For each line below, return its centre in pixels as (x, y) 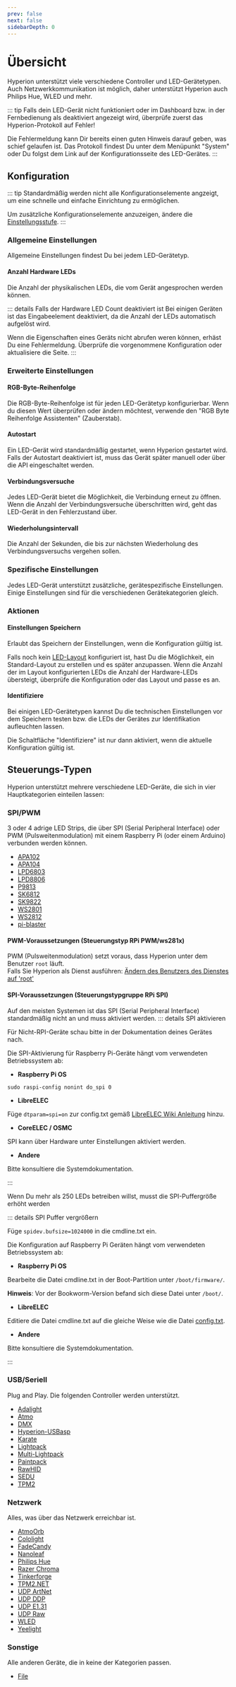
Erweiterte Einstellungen (50, 370)
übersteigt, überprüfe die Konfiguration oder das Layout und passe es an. (114, 680)
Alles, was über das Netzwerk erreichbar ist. (72, 1518)
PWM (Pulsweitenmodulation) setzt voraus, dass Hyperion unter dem (107, 956)
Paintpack (32, 1461)
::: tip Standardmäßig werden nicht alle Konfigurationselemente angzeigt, (113, 193)
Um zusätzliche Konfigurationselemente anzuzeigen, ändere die (100, 214)
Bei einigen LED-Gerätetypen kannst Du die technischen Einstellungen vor (115, 711)
